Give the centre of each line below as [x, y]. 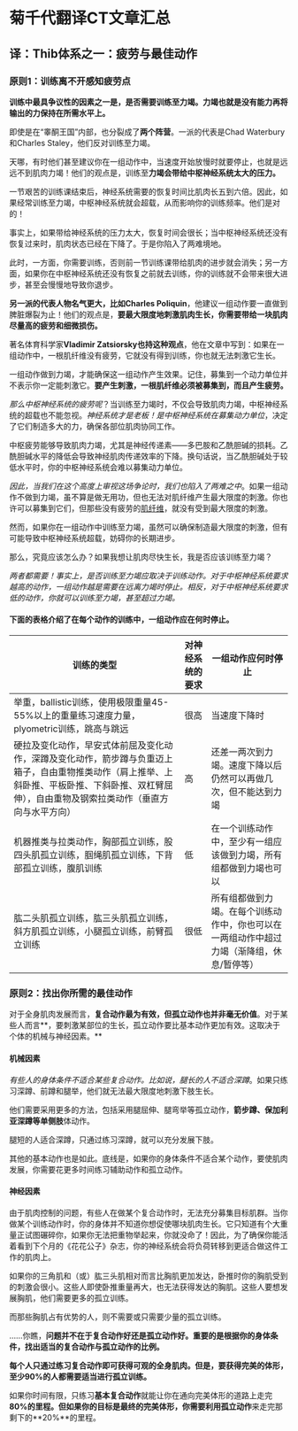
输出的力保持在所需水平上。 [60, 112]
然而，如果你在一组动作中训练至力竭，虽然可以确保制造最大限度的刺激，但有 [149, 527]
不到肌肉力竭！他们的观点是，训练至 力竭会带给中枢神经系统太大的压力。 [148, 173]
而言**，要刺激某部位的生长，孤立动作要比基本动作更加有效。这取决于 [153, 1025]
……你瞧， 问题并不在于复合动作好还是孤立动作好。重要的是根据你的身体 [140, 1335]
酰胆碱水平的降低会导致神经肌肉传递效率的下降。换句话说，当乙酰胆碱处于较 [149, 456]
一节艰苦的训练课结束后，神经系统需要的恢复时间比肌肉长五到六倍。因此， [145, 191]
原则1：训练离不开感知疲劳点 [70, 81]
